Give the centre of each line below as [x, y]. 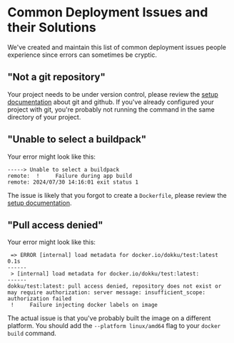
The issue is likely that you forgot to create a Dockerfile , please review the [117, 195]
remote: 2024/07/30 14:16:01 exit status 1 [73, 182]
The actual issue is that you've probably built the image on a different [109, 318]
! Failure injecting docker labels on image [84, 305]
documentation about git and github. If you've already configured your [111, 102]
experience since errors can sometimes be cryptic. [82, 55]
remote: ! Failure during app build [70, 176]
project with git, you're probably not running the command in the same [111, 109]
